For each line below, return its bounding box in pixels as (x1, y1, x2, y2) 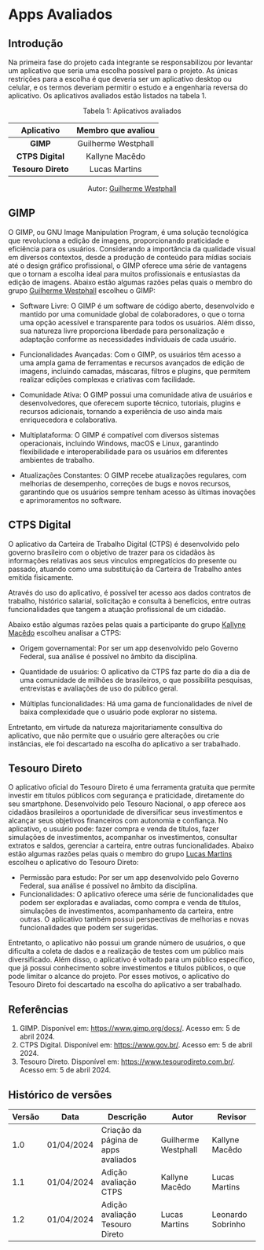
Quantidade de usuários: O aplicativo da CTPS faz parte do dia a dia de (19, 666, 251, 676)
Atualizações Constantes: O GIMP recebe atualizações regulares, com (19, 470, 247, 480)
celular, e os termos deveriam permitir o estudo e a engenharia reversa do (8, 82, 248, 92)
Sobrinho (211, 1219, 246, 1230)
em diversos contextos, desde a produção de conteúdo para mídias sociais (8, 252, 251, 262)
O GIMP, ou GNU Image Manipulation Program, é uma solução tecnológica (8, 227, 249, 236)
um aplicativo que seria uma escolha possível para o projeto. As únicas (8, 66, 238, 75)
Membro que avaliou (76, 125, 156, 135)
